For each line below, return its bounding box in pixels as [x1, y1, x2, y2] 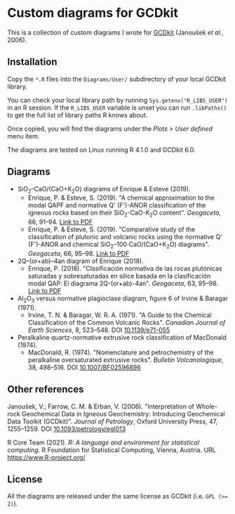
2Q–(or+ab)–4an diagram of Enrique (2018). [17, 257, 144, 265]
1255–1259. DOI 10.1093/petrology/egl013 [7, 424, 126, 433]
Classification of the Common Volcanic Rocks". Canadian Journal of [27, 318, 226, 326]
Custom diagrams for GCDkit [7, 5, 179, 21]
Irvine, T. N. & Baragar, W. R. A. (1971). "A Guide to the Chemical [27, 311, 212, 319]
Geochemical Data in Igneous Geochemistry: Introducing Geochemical [22, 409, 226, 418]
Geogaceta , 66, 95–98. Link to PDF [27, 249, 130, 257]
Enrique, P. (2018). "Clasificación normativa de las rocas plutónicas [27, 264, 222, 272]
